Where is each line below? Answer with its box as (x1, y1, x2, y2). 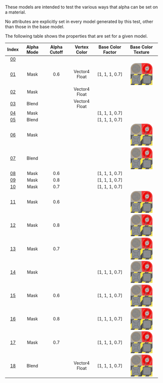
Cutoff (49, 49, 63, 55)
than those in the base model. (5, 24, 65, 30)
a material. (5, 9, 26, 15)
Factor (103, 49, 117, 55)
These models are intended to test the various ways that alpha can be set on (5, 4, 158, 10)
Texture (133, 49, 149, 55)
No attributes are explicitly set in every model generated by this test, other (5, 19, 154, 24)
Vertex (74, 44, 89, 50)
